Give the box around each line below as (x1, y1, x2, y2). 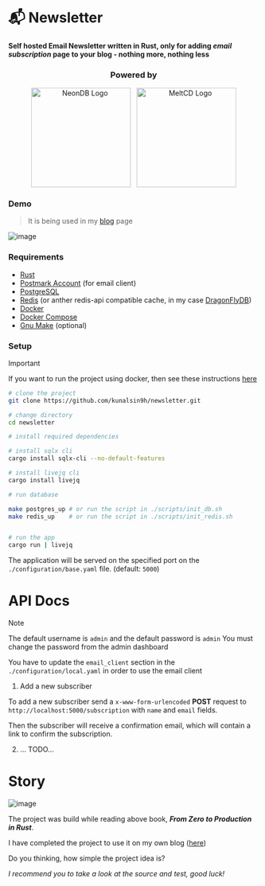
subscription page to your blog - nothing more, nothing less (8, 49, 209, 59)
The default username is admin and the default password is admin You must (8, 634, 253, 643)
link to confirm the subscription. (8, 729, 113, 739)
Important (8, 358, 41, 368)
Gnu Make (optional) (19, 320, 88, 330)
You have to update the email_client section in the (8, 658, 175, 667)
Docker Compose (19, 312, 78, 322)
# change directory (8, 411, 73, 419)
